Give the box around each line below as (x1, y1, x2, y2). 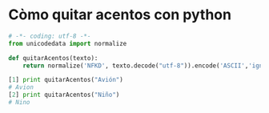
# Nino (8, 99, 30, 107)
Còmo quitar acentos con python (8, 6, 232, 24)
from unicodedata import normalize (8, 39, 127, 47)
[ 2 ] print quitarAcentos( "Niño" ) (8, 91, 120, 99)
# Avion (8, 83, 34, 91)
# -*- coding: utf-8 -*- (8, 32, 91, 40)
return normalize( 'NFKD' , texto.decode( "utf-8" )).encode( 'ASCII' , (22, 62, 249, 70)
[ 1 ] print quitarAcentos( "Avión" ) (8, 76, 124, 84)
